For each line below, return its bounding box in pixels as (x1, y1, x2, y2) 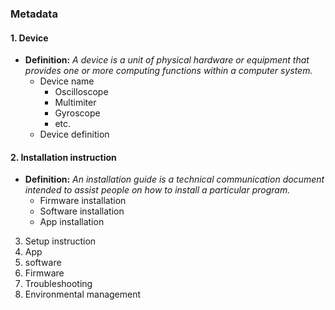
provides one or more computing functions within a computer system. (24, 65, 313, 77)
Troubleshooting (24, 278, 93, 290)
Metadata (10, 7, 58, 21)
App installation (39, 216, 105, 228)
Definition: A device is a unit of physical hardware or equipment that (24, 54, 310, 66)
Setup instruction (24, 235, 97, 247)
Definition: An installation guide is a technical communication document (24, 173, 325, 186)
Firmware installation (39, 195, 127, 207)
